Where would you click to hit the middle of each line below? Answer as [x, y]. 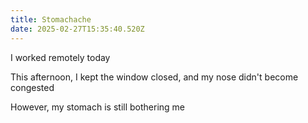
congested [32, 87]
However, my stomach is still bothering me [97, 107]
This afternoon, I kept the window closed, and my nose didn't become [154, 77]
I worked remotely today [60, 57]
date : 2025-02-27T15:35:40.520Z [77, 29]
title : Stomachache [51, 19]
